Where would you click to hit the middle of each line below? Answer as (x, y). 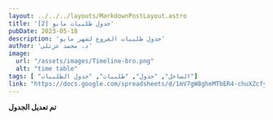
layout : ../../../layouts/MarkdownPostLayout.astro (97, 16)
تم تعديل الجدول (32, 107)
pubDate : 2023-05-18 (43, 31)
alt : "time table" (47, 69)
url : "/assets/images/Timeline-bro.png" (85, 62)
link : (17, 84)
